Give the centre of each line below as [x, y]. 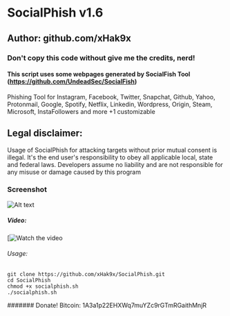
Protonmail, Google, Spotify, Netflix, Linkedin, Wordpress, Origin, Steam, [110, 104]
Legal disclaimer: [45, 134]
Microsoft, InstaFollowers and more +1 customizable [81, 111]
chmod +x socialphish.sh [43, 286]
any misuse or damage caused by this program [74, 172]
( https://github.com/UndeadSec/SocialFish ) [72, 81]
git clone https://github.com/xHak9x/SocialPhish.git [86, 274]
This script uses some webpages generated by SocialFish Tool [99, 75]
